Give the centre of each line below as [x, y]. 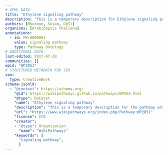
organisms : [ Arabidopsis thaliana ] [42, 28]
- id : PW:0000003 [28, 38]
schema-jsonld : [21, 84]
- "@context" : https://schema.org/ [47, 89]
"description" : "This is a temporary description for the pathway [85, 107]
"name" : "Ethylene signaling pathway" [54, 103]
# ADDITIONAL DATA [24, 51]
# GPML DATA [17, 10]
